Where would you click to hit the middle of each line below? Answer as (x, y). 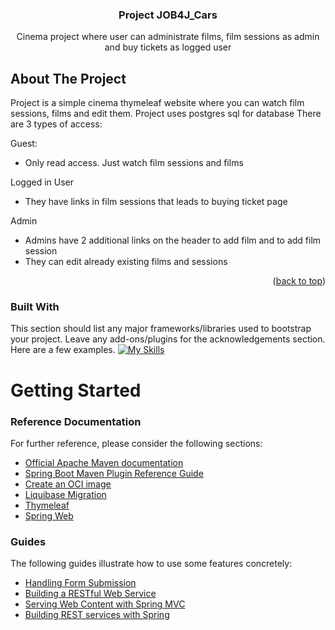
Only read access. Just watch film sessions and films (134, 163)
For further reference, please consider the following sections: (136, 443)
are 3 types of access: (56, 124)
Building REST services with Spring (97, 615)
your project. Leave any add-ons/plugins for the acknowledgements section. (168, 339)
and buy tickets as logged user (168, 47)
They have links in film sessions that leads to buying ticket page (156, 202)
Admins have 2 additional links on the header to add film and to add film (173, 240)
